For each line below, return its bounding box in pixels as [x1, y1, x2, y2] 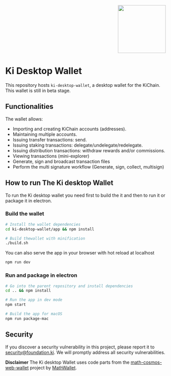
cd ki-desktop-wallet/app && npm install [5, 226, 95, 232]
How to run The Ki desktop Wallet [5, 179, 113, 187]
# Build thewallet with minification [5, 236, 85, 241]
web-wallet [5, 364, 29, 370]
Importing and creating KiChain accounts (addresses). [12, 126, 126, 132]
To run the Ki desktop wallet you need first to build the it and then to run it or [5, 192, 165, 198]
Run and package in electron [5, 272, 77, 279]
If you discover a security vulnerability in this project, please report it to [5, 344, 155, 350]
